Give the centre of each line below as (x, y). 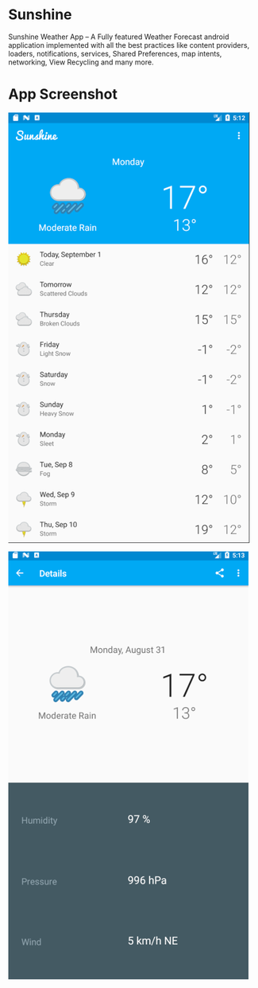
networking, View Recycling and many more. (81, 62)
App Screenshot (63, 94)
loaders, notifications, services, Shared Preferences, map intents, (115, 53)
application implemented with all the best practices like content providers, (129, 45)
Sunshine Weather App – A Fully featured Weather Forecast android (119, 37)
